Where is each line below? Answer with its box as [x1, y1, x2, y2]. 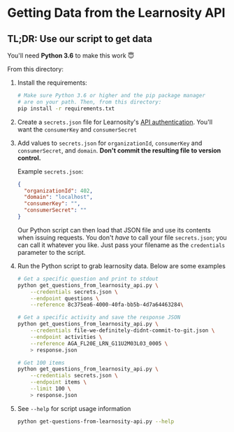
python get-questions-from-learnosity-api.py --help [17, 418, 175, 425]
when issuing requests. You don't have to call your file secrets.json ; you [17, 233, 227, 242]
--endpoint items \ [30, 379, 87, 386]
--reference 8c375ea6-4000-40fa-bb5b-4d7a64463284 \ [30, 301, 184, 309]
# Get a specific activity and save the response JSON [17, 314, 181, 321]
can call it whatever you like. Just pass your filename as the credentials [17, 240, 226, 249]
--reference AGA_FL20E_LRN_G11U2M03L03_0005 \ [30, 340, 168, 347]
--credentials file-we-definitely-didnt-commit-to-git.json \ [30, 327, 215, 334]
